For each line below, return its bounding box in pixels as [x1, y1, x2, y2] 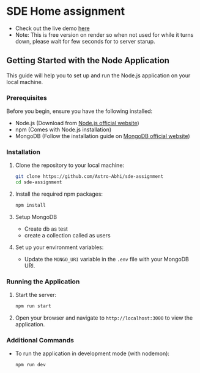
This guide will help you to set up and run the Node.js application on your [6, 72, 191, 79]
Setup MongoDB [15, 213, 57, 220]
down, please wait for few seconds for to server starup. [15, 37, 155, 45]
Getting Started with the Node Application [6, 55, 170, 66]
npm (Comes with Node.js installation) [15, 126, 112, 133]
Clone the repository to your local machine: [15, 161, 124, 169]
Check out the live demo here [15, 25, 90, 32]
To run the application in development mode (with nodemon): [15, 350, 170, 357]
